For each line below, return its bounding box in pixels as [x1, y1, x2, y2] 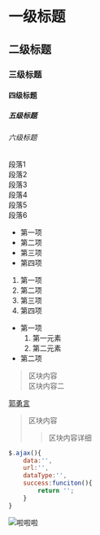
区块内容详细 [48, 433, 92, 442]
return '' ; [37, 487, 75, 495]
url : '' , [23, 464, 49, 472]
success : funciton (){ [23, 479, 93, 488]
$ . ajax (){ [8, 449, 42, 457]
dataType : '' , [23, 472, 67, 480]
